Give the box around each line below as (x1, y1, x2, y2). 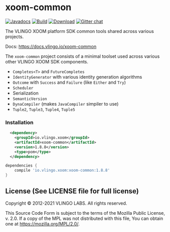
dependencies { (5, 163, 38, 169)
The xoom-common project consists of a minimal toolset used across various (5, 53, 160, 59)
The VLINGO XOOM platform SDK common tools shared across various (5, 28, 154, 34)
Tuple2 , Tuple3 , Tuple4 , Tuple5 (12, 106, 75, 112)
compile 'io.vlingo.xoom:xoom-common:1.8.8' (14, 168, 110, 173)
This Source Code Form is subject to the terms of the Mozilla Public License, (5, 210, 165, 216)
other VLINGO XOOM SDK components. (5, 58, 89, 64)
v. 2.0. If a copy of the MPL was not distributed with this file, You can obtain (5, 215, 163, 221)
